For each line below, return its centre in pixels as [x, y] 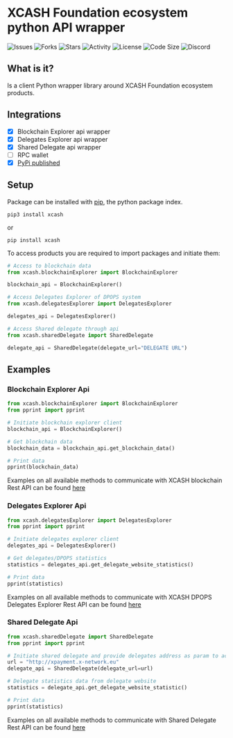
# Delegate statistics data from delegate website [82, 681]
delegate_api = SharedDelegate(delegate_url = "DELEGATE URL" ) [97, 348]
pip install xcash [34, 240]
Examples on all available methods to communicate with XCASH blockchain [115, 480]
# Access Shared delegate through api [63, 329]
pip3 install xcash [35, 214]
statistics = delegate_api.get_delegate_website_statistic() [97, 688]
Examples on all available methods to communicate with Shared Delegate [112, 720]
